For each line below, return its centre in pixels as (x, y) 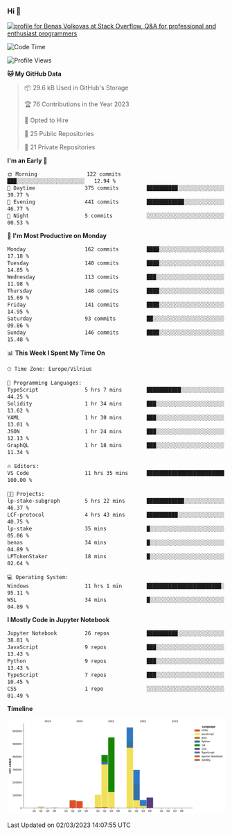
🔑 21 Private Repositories (60, 147)
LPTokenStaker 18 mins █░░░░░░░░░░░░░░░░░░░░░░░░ (116, 557)
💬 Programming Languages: (44, 383)
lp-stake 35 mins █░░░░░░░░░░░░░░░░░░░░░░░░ (116, 529)
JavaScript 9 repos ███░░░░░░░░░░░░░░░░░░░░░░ (116, 647)
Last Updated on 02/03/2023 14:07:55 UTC (69, 825)
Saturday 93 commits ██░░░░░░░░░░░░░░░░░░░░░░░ (116, 319)
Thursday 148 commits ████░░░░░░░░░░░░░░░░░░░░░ (116, 291)
